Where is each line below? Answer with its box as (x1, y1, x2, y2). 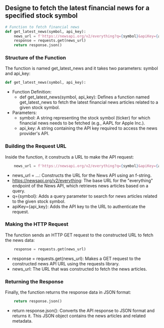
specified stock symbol (5, 12, 78, 20)
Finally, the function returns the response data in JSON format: (5, 289, 131, 295)
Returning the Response (5, 278, 63, 285)
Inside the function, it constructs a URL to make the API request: (5, 154, 134, 160)
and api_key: (5, 70, 31, 76)
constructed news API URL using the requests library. (12, 260, 120, 266)
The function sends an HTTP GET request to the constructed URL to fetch (5, 232, 154, 238)
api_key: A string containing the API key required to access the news (19, 125, 158, 131)
